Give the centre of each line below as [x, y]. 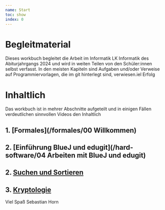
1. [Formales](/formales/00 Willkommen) [71, 130]
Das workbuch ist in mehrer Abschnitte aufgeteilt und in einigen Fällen [78, 109]
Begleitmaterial [38, 44]
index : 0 [14, 19]
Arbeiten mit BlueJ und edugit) [97, 156]
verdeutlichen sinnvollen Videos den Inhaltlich [53, 114]
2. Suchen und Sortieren [44, 173]
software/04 [26, 156]
